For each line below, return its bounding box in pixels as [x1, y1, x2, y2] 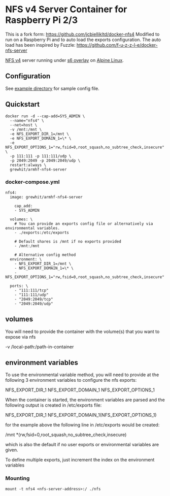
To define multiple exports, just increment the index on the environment [5, 457, 155, 463]
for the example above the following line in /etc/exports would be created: [5, 422, 160, 428]
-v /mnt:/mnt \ [10, 127, 42, 132]
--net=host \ [10, 122, 38, 127]
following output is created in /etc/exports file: [5, 402, 102, 408]
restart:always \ [10, 162, 47, 168]
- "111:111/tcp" [14, 288, 49, 293]
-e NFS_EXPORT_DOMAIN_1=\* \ [10, 136, 72, 141]
